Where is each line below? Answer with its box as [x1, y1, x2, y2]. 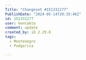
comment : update [5, 25, 38, 30]
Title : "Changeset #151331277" [5, 7, 69, 12]
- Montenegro [9, 39, 36, 44]
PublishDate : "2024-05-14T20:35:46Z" [5, 12, 82, 17]
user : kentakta [5, 20, 36, 26]
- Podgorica [9, 43, 34, 48]
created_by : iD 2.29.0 [5, 30, 51, 35]
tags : [5, 35, 16, 40]
